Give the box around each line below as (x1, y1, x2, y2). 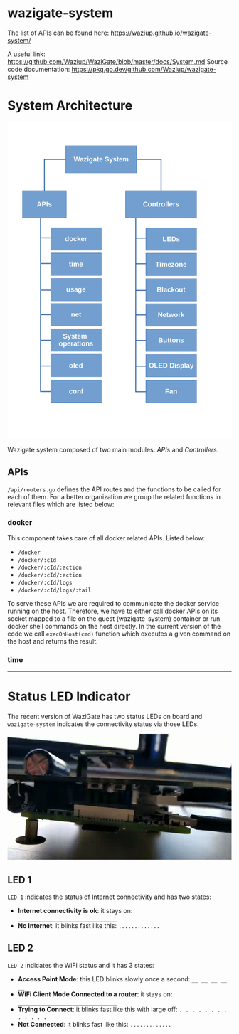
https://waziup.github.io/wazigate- (110, 28, 212, 37)
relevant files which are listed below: (7, 500, 115, 508)
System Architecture (7, 97, 133, 114)
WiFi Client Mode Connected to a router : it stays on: (17, 990, 173, 998)
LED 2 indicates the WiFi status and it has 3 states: (7, 961, 154, 969)
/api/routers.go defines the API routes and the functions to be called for (7, 485, 221, 494)
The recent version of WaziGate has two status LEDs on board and (7, 713, 203, 721)
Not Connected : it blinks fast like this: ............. (17, 1020, 172, 1028)
